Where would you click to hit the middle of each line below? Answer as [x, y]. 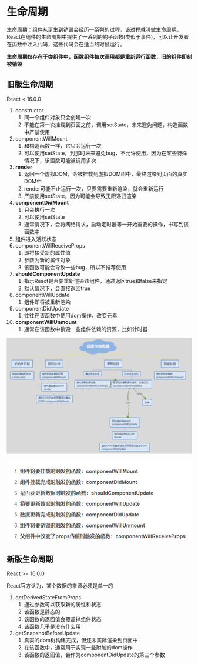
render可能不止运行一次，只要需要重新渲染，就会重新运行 [94, 188]
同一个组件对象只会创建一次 [58, 117]
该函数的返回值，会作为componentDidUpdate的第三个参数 [94, 655]
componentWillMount [41, 138]
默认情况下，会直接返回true [57, 288]
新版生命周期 [30, 559]
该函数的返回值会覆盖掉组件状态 [63, 619]
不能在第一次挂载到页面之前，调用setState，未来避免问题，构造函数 [106, 125]
